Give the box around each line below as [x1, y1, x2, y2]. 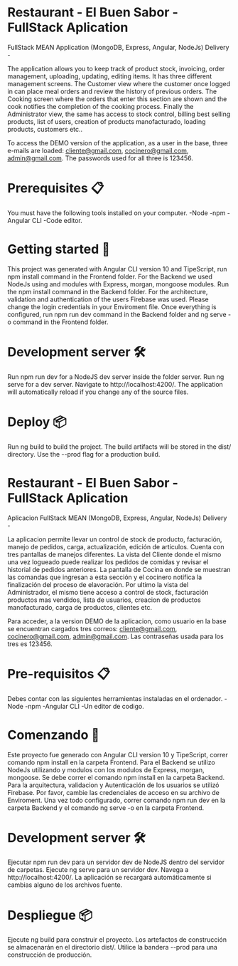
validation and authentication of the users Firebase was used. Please [7, 295, 209, 303]
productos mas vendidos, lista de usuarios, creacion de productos [7, 596, 201, 604]
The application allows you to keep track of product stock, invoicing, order [7, 64, 225, 73]
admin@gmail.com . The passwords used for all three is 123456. [7, 154, 193, 162]
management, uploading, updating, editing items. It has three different [7, 72, 212, 80]
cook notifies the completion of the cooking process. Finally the [7, 102, 194, 110]
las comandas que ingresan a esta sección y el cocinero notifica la [7, 573, 202, 581]
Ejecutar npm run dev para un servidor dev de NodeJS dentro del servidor [7, 858, 225, 866]
